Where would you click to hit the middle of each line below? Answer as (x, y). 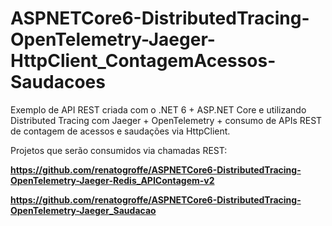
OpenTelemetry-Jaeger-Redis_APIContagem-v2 (112, 180)
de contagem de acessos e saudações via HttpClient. (120, 131)
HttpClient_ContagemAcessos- (143, 61)
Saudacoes (58, 82)
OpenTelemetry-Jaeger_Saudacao (83, 210)
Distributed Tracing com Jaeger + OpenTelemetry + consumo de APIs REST (166, 120)
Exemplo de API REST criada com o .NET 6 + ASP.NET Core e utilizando (158, 109)
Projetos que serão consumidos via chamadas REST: (119, 150)
